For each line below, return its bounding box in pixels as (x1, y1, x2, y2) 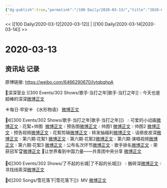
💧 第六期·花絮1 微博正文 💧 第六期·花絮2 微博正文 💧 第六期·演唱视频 (19, 136, 149, 142)
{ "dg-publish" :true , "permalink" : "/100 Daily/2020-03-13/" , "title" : (5, 7, 148, 12)
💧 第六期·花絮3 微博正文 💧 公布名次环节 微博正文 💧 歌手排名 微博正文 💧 (14, 142, 153, 148)
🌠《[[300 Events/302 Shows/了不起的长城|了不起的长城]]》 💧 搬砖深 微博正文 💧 (5, 160, 162, 166)
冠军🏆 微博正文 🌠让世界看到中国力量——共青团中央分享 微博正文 (9, 148, 142, 154)
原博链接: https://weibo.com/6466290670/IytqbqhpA (5, 79, 114, 85)
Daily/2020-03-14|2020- (104, 21, 156, 27)
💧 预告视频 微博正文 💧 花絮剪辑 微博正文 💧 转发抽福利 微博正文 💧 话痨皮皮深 (10, 129, 157, 135)
